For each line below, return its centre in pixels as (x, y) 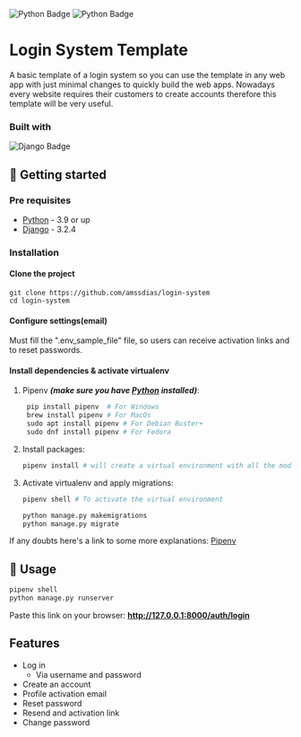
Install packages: (53, 449)
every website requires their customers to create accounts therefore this (143, 93)
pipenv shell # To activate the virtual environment (123, 499)
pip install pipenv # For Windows (93, 407)
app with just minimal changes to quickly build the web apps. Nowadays (142, 84)
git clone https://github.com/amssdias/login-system (110, 293)
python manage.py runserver (62, 598)
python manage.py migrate (70, 524)
